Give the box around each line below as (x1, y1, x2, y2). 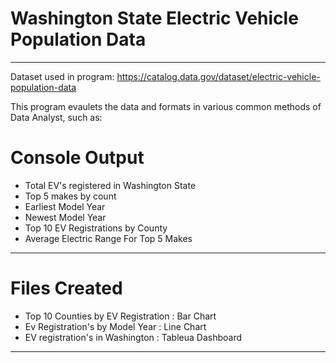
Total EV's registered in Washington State (24, 179, 197, 191)
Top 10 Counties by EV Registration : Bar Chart (24, 310, 217, 322)
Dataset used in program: (10, 70, 115, 82)
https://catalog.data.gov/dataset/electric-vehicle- (116, 70, 321, 82)
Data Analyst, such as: (10, 111, 103, 123)
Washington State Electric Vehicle (10, 7, 299, 30)
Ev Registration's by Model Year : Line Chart (24, 320, 207, 332)
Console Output (10, 147, 145, 169)
